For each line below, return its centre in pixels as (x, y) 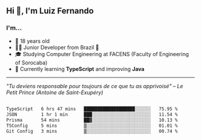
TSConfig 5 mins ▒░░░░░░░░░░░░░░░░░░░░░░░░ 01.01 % (92, 126)
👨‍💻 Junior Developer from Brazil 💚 (57, 47)
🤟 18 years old (32, 41)
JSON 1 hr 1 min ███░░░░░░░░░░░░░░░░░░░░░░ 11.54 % (92, 114)
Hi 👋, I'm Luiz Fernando (50, 11)
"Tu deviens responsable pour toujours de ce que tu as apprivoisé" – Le (95, 86)
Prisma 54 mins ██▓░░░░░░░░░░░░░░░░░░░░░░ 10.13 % (92, 120)
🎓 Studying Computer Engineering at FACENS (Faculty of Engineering (102, 54)
